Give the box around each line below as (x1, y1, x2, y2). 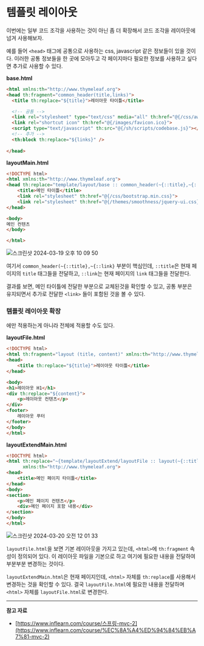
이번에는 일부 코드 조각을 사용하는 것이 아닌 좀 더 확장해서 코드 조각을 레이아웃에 (6, 27, 196, 34)
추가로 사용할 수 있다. (12, 62, 63, 70)
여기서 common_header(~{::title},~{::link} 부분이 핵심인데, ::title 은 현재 (6, 262, 191, 270)
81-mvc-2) (23, 633, 50, 640)
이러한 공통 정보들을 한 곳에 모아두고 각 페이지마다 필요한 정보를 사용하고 (14, 55, 186, 62)
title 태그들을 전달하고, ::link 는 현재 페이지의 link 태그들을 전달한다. (22, 270, 191, 277)
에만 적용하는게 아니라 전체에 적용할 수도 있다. (6, 322, 115, 329)
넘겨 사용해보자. (6, 34, 44, 41)
